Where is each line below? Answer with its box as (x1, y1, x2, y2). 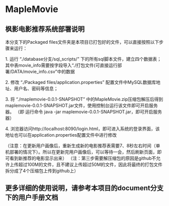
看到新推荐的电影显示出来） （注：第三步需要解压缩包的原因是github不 (9, 155, 156, 161)
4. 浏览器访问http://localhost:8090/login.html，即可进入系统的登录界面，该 (5, 126, 160, 132)
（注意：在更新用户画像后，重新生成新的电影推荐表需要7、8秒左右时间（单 (5, 143, 160, 149)
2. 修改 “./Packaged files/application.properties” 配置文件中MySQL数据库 (5, 79, 156, 85)
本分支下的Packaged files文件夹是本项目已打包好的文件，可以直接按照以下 (5, 39, 159, 45)
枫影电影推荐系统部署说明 (5, 25, 84, 33)
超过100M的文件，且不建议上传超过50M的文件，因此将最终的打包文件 (18, 162, 162, 167)
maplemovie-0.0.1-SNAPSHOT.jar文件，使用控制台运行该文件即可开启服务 (5, 102, 158, 109)
